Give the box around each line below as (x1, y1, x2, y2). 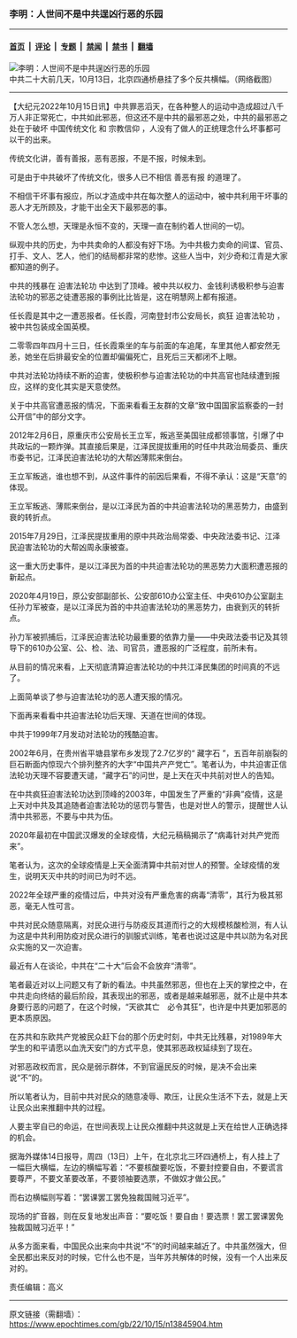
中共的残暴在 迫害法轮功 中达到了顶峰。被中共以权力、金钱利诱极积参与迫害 (9, 280, 285, 291)
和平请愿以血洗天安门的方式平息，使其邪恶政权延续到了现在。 (32, 1042, 257, 1053)
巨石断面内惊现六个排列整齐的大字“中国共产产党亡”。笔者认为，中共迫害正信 (9, 758, 287, 769)
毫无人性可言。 (24, 900, 80, 911)
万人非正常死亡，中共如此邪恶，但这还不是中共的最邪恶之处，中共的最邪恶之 (9, 112, 288, 122)
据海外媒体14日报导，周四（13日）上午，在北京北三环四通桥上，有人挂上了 (9, 1150, 281, 1162)
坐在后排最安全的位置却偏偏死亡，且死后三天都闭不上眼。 (32, 351, 241, 362)
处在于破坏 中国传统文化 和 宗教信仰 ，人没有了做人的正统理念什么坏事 (9, 122, 266, 134)
